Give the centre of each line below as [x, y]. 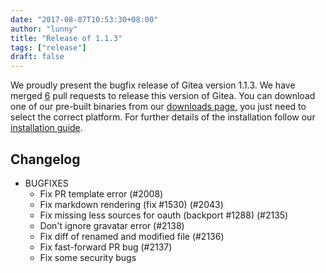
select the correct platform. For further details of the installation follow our [163, 117]
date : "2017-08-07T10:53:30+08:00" [84, 19]
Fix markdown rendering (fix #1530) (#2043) [131, 204]
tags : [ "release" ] [48, 47]
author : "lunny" [44, 29]
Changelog [45, 159]
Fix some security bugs [88, 257]
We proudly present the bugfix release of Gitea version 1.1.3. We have [153, 85]
